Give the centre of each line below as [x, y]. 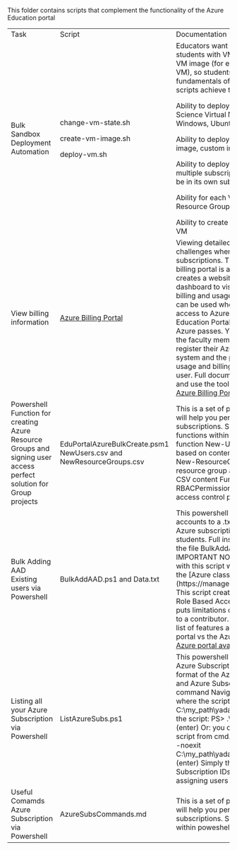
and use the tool [202, 384]
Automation [30, 152]
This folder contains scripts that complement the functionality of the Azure [116, 10]
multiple [189, 173]
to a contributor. [202, 619]
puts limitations [201, 610]
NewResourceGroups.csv [102, 462]
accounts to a [198, 522]
